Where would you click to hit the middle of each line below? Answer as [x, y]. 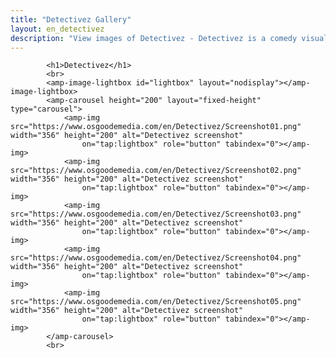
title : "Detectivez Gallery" [71, 19]
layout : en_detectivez [57, 29]
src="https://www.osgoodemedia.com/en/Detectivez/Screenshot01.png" [156, 127]
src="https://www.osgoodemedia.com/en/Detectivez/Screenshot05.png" [156, 302]
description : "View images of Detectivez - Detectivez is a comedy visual [169, 38]
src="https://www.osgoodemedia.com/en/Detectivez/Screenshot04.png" [156, 258]
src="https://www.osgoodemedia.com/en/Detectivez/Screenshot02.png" [156, 171]
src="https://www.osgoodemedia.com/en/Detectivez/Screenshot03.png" [156, 214]
